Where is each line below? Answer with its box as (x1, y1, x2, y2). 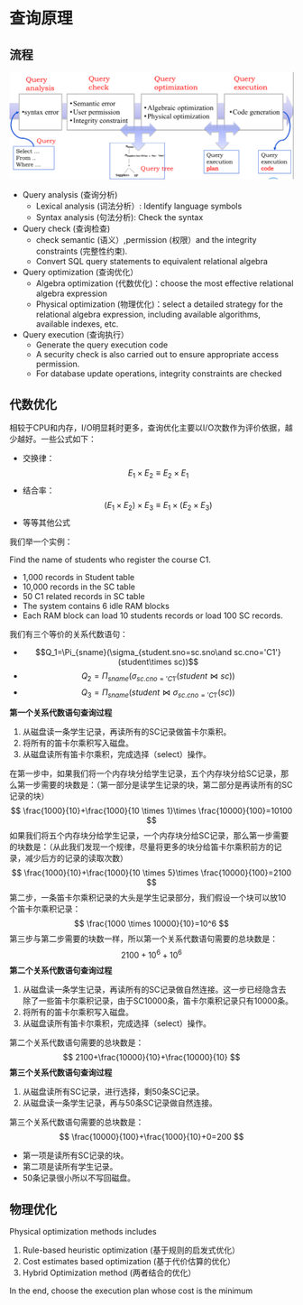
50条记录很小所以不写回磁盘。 (22, 1172, 135, 1183)
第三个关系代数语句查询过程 (9, 1067, 113, 1078)
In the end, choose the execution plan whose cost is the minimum (9, 1285, 253, 1296)
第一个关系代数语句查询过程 (9, 708, 113, 718)
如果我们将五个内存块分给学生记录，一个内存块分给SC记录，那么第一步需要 (9, 830, 289, 841)
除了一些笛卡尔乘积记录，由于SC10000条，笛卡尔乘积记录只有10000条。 (22, 995, 294, 1006)
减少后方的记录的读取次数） (24, 853, 128, 864)
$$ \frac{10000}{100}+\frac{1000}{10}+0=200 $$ (59, 1132, 244, 1143)
